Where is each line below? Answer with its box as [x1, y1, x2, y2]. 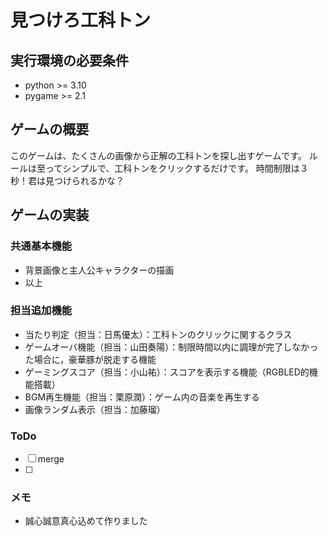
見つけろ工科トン [10, 9, 152, 32]
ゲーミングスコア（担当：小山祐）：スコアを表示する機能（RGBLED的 [24, 366, 310, 378]
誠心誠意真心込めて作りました [24, 515, 148, 527]
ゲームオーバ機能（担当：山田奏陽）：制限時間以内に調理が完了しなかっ [24, 341, 319, 353]
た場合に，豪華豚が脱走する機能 [24, 353, 157, 365]
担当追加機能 [10, 304, 73, 318]
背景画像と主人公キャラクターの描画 [24, 264, 175, 276]
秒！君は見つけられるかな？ [10, 174, 125, 186]
